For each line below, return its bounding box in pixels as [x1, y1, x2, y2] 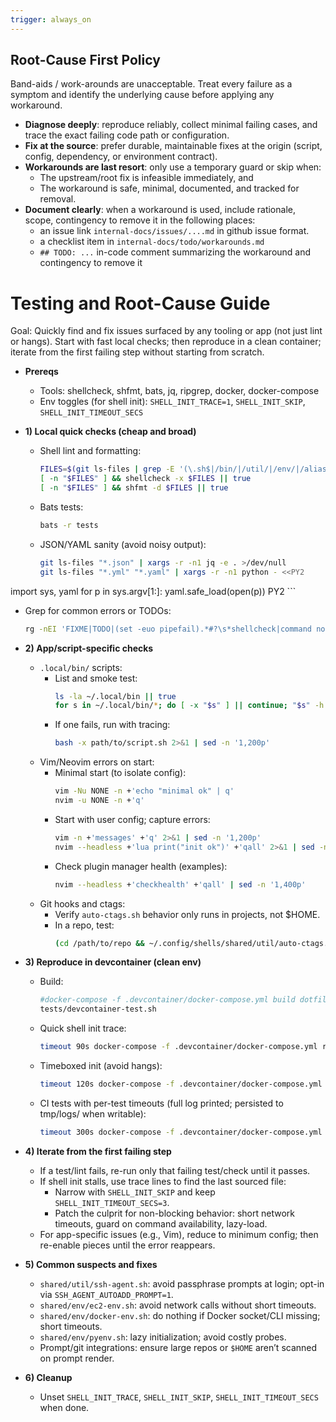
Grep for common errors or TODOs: [24, 604, 172, 616]
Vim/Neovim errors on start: [39, 756, 155, 768]
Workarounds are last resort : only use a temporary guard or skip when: [24, 161, 322, 173]
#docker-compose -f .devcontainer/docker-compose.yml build [39, 995, 296, 1005]
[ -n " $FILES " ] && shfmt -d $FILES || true [39, 483, 229, 493]
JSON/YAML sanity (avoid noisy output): [39, 538, 207, 550]
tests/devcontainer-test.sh [39, 1004, 157, 1015]
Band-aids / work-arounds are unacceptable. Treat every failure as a [10, 78, 293, 90]
